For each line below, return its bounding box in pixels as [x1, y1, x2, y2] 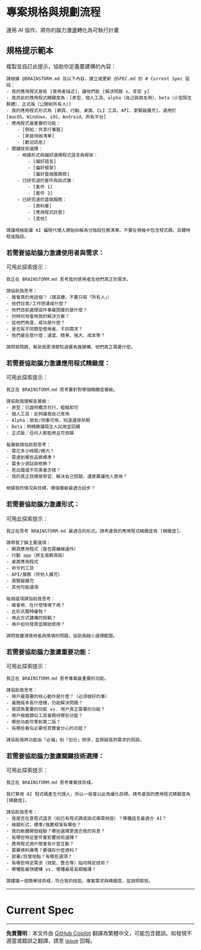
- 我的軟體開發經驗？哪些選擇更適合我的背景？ [6, 828, 106, 834]
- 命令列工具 [6, 565, 34, 571]
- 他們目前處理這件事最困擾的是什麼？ [6, 307, 88, 313]
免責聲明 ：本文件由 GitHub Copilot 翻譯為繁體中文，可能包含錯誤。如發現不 [6, 930, 193, 937]
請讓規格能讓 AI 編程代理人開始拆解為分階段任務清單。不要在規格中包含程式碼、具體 [6, 227, 187, 233]
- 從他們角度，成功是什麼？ [6, 320, 66, 326]
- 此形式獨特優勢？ [6, 608, 48, 614]
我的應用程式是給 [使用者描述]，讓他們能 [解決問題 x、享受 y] [11, 88, 150, 95]
